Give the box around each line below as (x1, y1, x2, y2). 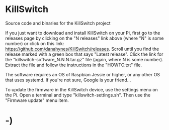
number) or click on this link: (5, 40, 64, 46)
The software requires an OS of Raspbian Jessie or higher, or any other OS (5, 71, 160, 77)
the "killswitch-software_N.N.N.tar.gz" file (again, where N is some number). (5, 56, 163, 62)
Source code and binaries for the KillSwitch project (5, 20, 111, 26)
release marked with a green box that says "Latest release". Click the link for (5, 51, 163, 57)
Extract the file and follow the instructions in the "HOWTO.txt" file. (5, 62, 142, 68)
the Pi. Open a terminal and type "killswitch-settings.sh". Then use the (5, 92, 151, 98)
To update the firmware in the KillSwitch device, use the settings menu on (5, 86, 158, 92)
